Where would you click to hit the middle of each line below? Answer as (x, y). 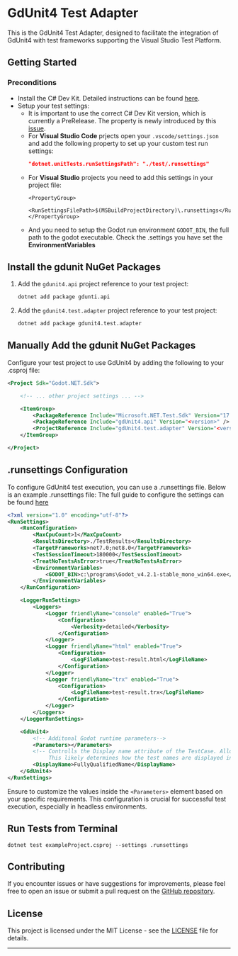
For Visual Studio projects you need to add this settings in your (121, 177)
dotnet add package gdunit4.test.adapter (79, 324)
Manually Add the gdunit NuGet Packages (102, 345)
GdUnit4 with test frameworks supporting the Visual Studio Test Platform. (114, 40)
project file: (45, 185)
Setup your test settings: (53, 106)
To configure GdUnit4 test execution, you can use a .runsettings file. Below (117, 487)
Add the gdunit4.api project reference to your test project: (103, 284)
